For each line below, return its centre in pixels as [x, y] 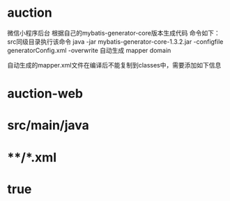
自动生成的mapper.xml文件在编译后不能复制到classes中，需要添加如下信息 [114, 65]
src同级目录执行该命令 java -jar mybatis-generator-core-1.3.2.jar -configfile [115, 41]
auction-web [45, 94]
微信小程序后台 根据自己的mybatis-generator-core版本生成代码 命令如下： [114, 33]
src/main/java [48, 126]
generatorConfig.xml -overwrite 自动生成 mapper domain [89, 50]
